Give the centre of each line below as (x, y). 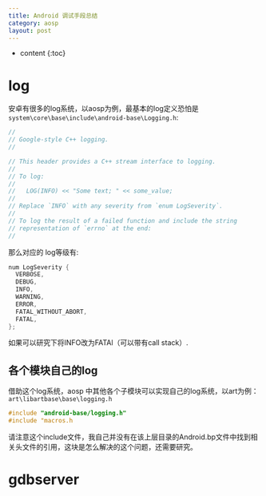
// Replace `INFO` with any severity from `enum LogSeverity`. (116, 206)
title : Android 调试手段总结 (53, 16)
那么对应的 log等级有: (44, 252)
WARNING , (30, 297)
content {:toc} (43, 54)
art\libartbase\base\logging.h (60, 399)
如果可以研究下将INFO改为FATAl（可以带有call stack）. (98, 343)
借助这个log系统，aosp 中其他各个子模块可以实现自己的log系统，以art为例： (133, 391)
